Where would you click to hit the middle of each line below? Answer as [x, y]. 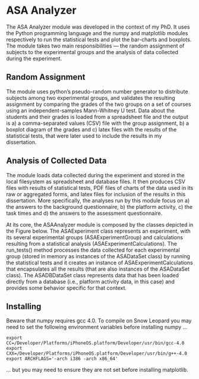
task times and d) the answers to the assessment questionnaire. [84, 213]
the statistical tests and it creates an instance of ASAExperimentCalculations [99, 262]
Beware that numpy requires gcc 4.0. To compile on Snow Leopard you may [99, 321]
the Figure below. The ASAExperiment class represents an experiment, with [99, 231]
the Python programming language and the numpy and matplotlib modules [97, 33]
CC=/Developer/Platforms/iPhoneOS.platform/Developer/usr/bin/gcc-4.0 [95, 343]
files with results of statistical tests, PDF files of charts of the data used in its [100, 187]
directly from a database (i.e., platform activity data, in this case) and [91, 281]
